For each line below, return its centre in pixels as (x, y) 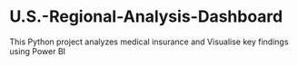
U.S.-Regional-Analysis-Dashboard (146, 17)
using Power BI (38, 51)
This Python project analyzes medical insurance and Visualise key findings (149, 42)
